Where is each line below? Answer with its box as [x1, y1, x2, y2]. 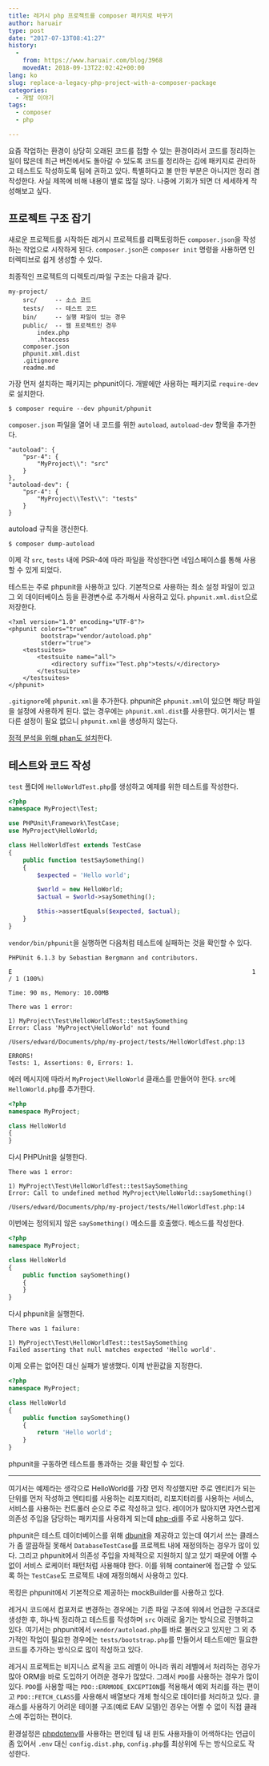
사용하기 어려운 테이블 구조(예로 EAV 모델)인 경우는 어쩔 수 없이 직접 [29, 1702, 243, 1711]
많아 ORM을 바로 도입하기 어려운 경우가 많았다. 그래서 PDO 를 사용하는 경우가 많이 [8, 1671, 259, 1681]
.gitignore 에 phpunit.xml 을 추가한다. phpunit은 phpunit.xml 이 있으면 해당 [8, 696, 247, 706]
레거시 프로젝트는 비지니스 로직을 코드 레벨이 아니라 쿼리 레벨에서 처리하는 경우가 [8, 1662, 261, 1671]
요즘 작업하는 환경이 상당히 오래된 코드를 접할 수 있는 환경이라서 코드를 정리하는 [8, 146, 256, 155]
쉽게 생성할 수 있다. [42, 254, 102, 264]
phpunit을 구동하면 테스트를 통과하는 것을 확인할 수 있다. [8, 1459, 186, 1468]
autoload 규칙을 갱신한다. [8, 524, 89, 533]
